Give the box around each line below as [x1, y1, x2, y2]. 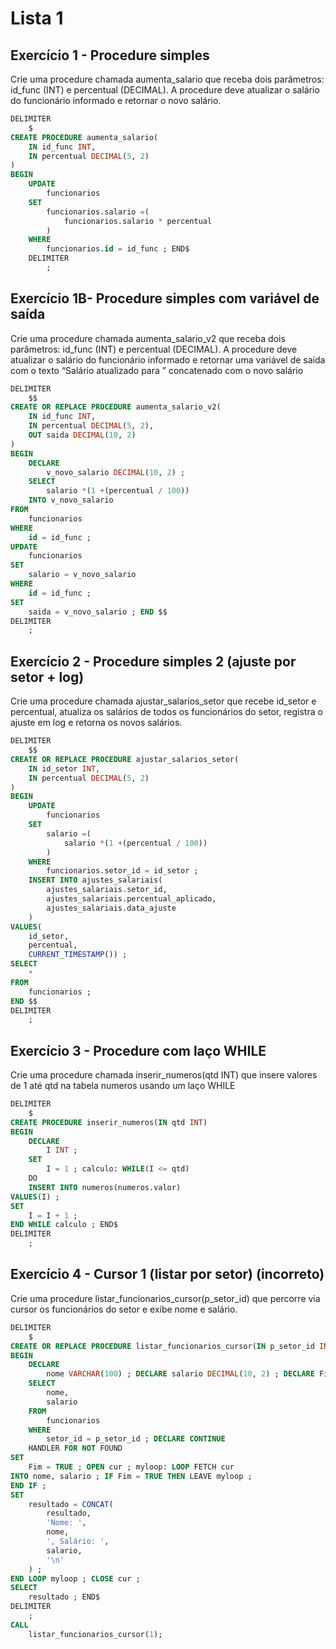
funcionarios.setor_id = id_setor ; [46, 866, 199, 876]
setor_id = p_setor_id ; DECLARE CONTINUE [46, 1434, 226, 1444]
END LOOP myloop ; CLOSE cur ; [10, 1573, 141, 1584]
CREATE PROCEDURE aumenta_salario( [10, 132, 159, 142]
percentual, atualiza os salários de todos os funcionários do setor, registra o [10, 706, 323, 718]
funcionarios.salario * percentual [63, 216, 213, 226]
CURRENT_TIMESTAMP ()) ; [28, 950, 128, 960]
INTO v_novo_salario [28, 495, 114, 506]
